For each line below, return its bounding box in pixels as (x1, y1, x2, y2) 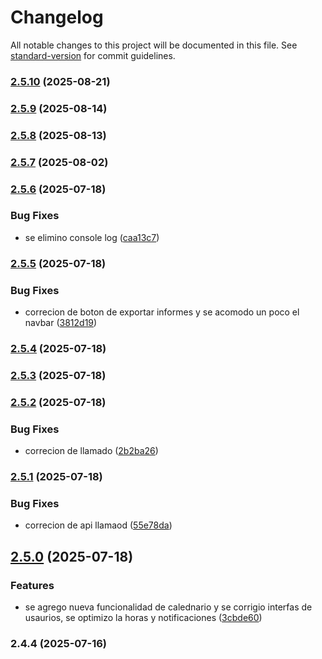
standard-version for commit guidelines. (10, 49, 176, 61)
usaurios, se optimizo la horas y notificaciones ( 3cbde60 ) (24, 612, 263, 624)
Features (10, 578, 55, 592)
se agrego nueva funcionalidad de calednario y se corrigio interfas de (24, 601, 313, 613)
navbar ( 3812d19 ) (24, 317, 98, 329)
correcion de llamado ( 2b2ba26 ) (24, 445, 159, 457)
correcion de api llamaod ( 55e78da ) (24, 519, 173, 531)
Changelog (10, 6, 104, 29)
